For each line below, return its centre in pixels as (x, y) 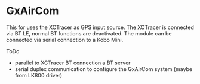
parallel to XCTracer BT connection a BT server (73, 63)
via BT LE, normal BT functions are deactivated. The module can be (89, 33)
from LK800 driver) (39, 75)
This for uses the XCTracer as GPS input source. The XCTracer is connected (100, 27)
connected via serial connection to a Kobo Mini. (65, 40)
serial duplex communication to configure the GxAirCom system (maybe (104, 69)
